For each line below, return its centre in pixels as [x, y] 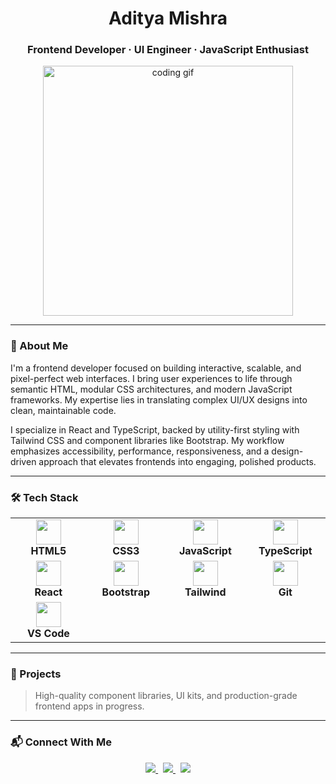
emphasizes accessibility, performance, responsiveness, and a [140, 451]
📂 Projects [36, 674]
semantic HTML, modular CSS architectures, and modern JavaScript [151, 389]
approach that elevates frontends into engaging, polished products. [177, 461]
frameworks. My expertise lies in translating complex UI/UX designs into [159, 399]
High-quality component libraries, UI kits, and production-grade [166, 696]
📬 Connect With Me [61, 742]
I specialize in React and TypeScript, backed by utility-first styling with [155, 429]
